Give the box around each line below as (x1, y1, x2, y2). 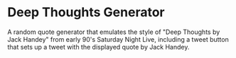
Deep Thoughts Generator (7, 4, 165, 21)
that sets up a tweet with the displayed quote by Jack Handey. (7, 42, 190, 51)
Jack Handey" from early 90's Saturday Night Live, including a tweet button (7, 35, 229, 43)
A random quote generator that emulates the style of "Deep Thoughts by (7, 28, 220, 36)
